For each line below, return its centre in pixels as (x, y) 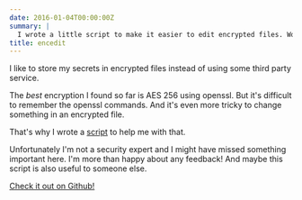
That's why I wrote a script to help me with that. (98, 132)
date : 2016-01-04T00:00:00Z (62, 18)
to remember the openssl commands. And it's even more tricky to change (146, 105)
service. (24, 78)
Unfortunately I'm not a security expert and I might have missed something (148, 150)
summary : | (30, 26)
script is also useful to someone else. (78, 168)
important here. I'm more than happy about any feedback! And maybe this (146, 159)
